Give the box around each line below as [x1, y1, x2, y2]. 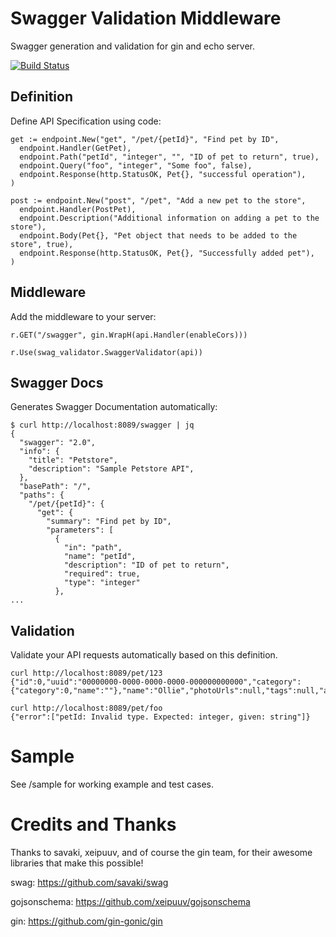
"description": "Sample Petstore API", [28, 464, 195, 474]
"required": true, [63, 569, 141, 579]
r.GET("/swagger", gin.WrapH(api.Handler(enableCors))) [10, 330, 248, 340]
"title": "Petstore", [28, 455, 118, 466]
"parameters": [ [46, 525, 114, 536]
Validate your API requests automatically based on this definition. [10, 649, 278, 661]
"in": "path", [63, 543, 123, 553]
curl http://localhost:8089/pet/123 [10, 668, 163, 679]
